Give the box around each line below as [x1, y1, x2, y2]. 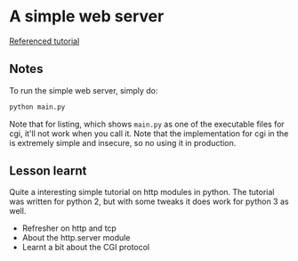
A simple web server [9, 6, 165, 27]
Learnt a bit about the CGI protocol [21, 242, 150, 253]
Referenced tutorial [9, 36, 80, 46]
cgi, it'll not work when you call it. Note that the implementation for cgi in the [9, 127, 289, 139]
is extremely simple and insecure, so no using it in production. [9, 137, 237, 148]
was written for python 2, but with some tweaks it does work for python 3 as [9, 196, 289, 207]
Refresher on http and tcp [21, 223, 117, 233]
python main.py [9, 102, 66, 111]
